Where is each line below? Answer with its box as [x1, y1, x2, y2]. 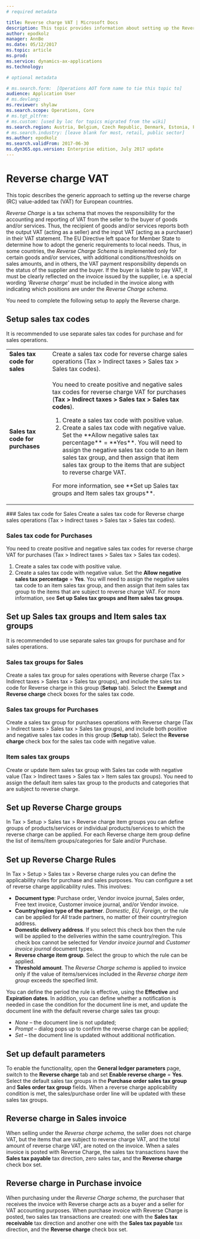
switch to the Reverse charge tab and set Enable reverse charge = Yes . [6, 1071, 183, 1078]
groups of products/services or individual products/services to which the [6, 824, 186, 832]
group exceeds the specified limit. [14, 977, 98, 984]
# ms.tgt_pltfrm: [6, 113, 49, 119]
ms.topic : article [6, 47, 52, 54]
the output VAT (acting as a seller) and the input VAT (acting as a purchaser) [6, 228, 193, 235]
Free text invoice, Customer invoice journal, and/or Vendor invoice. [14, 901, 179, 908]
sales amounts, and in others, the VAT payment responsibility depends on [6, 260, 187, 267]
